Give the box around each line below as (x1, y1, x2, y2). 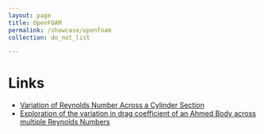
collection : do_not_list (8, 33, 90, 42)
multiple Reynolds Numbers (19, 117, 110, 127)
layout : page (8, 11, 52, 20)
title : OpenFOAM (8, 19, 62, 27)
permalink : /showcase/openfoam (8, 26, 112, 34)
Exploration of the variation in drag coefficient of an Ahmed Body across (19, 109, 256, 118)
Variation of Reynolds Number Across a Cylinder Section (19, 100, 205, 110)
